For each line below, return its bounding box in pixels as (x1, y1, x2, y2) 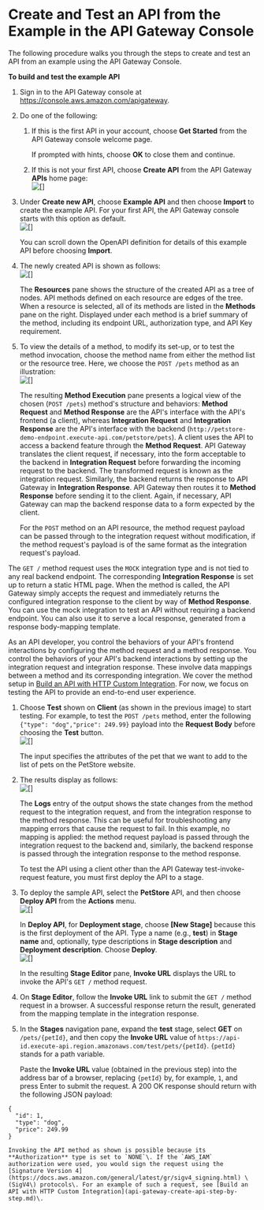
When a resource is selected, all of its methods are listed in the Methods (19, 301, 256, 310)
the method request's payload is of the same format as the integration (19, 540, 247, 549)
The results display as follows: (19, 774, 118, 785)
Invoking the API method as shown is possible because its (8, 1146, 206, 1154)
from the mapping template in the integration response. (19, 1008, 199, 1018)
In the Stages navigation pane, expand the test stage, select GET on (19, 1024, 243, 1034)
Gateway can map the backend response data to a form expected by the (19, 499, 255, 509)
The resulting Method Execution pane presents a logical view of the (19, 390, 242, 399)
